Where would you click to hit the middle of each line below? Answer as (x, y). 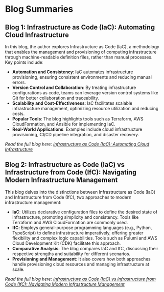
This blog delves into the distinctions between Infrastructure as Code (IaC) (80, 192)
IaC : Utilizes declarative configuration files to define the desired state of (85, 212)
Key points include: (24, 62)
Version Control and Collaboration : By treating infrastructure (74, 88)
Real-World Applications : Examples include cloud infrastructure (77, 129)
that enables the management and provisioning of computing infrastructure (81, 52)
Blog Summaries (39, 9)
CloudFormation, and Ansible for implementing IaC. (64, 124)
